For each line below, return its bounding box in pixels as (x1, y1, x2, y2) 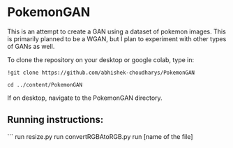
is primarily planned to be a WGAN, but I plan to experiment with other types (7, 34, 227, 43)
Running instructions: (7, 114, 104, 126)
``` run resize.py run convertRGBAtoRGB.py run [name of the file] (7, 132, 193, 140)
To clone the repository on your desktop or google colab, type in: (7, 55, 195, 64)
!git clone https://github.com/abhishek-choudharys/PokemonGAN (7, 69, 195, 76)
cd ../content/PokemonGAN (7, 81, 82, 88)
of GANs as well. (7, 42, 55, 50)
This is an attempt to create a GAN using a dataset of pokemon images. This (7, 27, 227, 36)
